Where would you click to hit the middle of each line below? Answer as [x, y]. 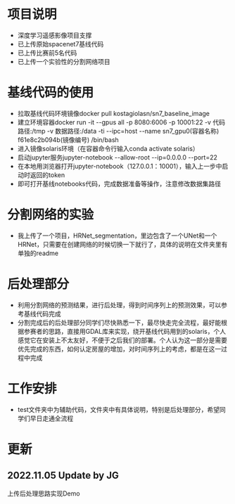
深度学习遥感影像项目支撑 [55, 35]
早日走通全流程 [52, 418]
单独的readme [38, 253]
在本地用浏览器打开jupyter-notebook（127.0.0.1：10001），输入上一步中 [120, 166]
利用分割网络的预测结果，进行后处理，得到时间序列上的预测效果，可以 [119, 305]
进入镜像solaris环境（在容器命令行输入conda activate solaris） [108, 148]
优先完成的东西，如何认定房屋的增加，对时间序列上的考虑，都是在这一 [119, 349]
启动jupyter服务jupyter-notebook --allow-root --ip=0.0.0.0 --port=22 [118, 157]
